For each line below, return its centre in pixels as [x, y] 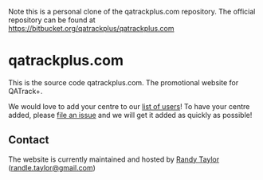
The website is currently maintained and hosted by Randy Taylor [114, 159]
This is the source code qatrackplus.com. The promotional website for [124, 82]
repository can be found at [52, 20]
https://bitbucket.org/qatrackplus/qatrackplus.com [91, 28]
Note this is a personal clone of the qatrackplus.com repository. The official [132, 12]
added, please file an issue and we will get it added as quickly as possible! [130, 115]
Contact [29, 140]
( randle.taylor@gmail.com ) [52, 167]
